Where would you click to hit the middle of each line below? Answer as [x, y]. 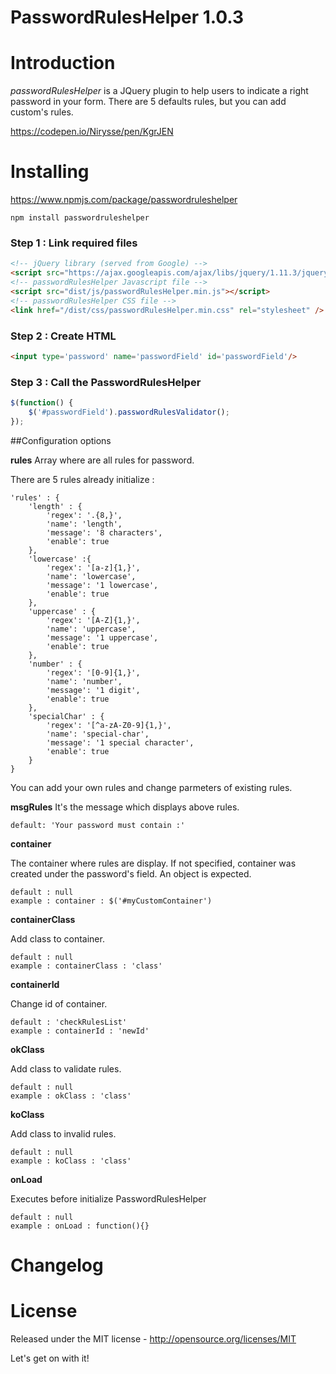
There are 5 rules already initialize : [82, 479]
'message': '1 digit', [93, 690]
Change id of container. [59, 1003]
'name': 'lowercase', [91, 576]
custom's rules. [42, 112]
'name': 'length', [84, 524]
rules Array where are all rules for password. [102, 460]
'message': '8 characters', [104, 532]
